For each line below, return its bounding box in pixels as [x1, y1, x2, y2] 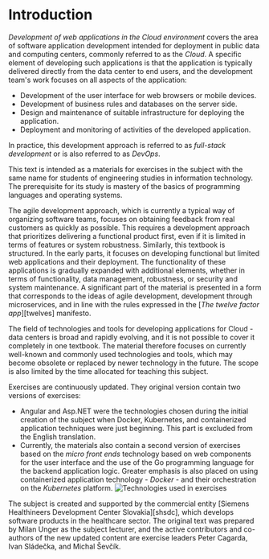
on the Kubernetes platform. [19, 483, 113, 492]
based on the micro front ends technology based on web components [19, 449, 251, 458]
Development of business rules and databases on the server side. [19, 99, 238, 109]
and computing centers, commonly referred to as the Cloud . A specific [8, 49, 243, 59]
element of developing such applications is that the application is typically [8, 58, 253, 68]
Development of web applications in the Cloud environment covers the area [8, 32, 259, 42]
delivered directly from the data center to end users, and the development [8, 66, 253, 76]
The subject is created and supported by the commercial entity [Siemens [8, 499, 250, 508]
